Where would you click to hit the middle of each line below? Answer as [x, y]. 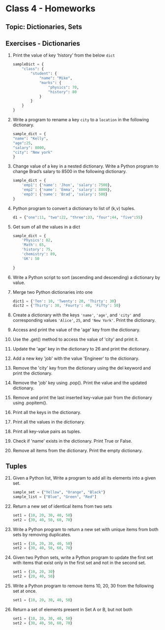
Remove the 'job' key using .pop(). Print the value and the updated [80, 383]
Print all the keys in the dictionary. [47, 413]
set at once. [25, 591]
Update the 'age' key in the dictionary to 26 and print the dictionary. [81, 349]
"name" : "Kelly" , [30, 139]
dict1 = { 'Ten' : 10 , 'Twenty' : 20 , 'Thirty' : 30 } [65, 301]
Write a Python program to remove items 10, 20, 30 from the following [83, 586]
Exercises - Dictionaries [43, 43]
